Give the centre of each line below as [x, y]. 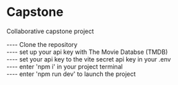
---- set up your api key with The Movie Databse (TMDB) [87, 52]
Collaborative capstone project [50, 31]
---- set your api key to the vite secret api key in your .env [89, 59]
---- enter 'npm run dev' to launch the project [71, 74]
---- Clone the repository [42, 44]
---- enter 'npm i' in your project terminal [65, 66]
